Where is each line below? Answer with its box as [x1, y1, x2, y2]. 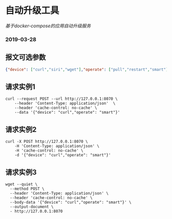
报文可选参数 [5, 53, 46, 62]
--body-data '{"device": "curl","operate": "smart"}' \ [10, 199, 132, 205]
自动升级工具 [5, 5, 60, 16]
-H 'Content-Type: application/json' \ [14, 143, 100, 149]
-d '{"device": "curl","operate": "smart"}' [14, 153, 111, 158]
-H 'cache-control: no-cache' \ [14, 148, 83, 153]
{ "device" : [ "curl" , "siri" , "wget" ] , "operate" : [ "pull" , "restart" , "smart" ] [5, 67, 168, 72]
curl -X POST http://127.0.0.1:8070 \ [5, 139, 88, 144]
